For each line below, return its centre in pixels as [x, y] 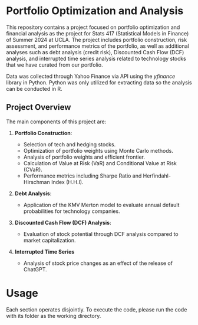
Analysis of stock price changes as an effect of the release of [98, 263]
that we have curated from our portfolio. [55, 65]
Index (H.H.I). [67, 182]
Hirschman [37, 182]
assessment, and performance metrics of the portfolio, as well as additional [98, 46]
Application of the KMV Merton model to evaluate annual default [101, 205]
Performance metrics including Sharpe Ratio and [82, 176]
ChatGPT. [35, 269]
